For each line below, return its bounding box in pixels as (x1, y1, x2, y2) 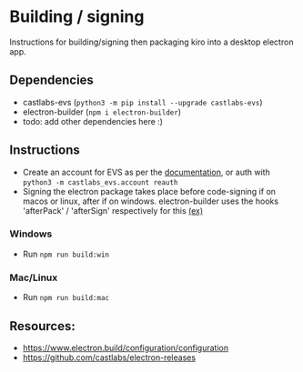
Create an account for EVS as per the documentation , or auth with (22, 166, 270, 177)
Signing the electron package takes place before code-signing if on (22, 186, 276, 196)
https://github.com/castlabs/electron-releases (22, 352, 197, 363)
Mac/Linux (9, 271, 58, 284)
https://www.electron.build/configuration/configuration (22, 342, 229, 353)
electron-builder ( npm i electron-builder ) (22, 106, 182, 117)
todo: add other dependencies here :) (22, 116, 164, 126)
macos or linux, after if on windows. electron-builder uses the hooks (22, 196, 279, 206)
